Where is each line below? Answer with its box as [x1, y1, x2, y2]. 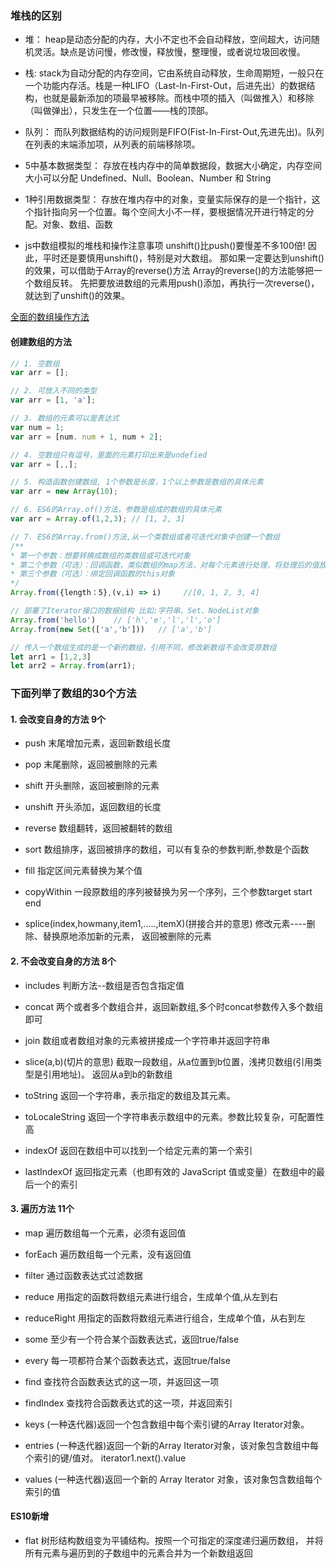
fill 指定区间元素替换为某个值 [24, 865, 143, 877]
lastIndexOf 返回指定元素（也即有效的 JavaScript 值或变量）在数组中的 [24, 1165, 317, 1177]
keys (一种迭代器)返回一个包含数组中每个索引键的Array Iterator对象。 [24, 1418, 310, 1430]
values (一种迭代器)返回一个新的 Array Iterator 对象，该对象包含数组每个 [24, 1473, 323, 1485]
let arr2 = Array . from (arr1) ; [10, 661, 137, 671]
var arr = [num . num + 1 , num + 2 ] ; [10, 432, 163, 442]
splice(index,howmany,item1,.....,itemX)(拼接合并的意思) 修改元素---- [24, 918, 307, 930]
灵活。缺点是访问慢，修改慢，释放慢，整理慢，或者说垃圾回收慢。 [33, 46, 306, 58]
